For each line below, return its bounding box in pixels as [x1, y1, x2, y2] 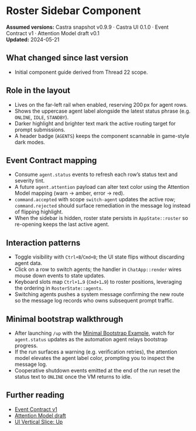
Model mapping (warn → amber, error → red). [14, 189, 125, 197]
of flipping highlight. [14, 208, 63, 215]
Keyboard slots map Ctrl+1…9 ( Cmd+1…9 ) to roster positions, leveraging [14, 279, 183, 286]
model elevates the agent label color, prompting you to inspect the [14, 355, 174, 361]
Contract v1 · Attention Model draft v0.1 [6, 29, 99, 36]
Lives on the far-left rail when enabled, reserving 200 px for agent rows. [14, 101, 188, 108]
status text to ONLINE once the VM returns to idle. [14, 374, 132, 380]
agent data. [14, 260, 43, 267]
